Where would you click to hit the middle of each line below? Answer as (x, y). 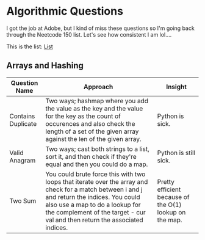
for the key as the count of (83, 116)
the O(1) (169, 205)
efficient (169, 189)
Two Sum (23, 201)
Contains (22, 116)
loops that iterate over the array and (97, 181)
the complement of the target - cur (96, 212)
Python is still (176, 153)
